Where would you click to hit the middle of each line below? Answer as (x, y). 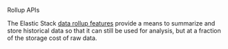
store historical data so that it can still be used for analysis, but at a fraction (114, 31)
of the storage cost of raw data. (52, 38)
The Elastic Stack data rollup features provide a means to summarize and (111, 23)
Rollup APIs (23, 10)
